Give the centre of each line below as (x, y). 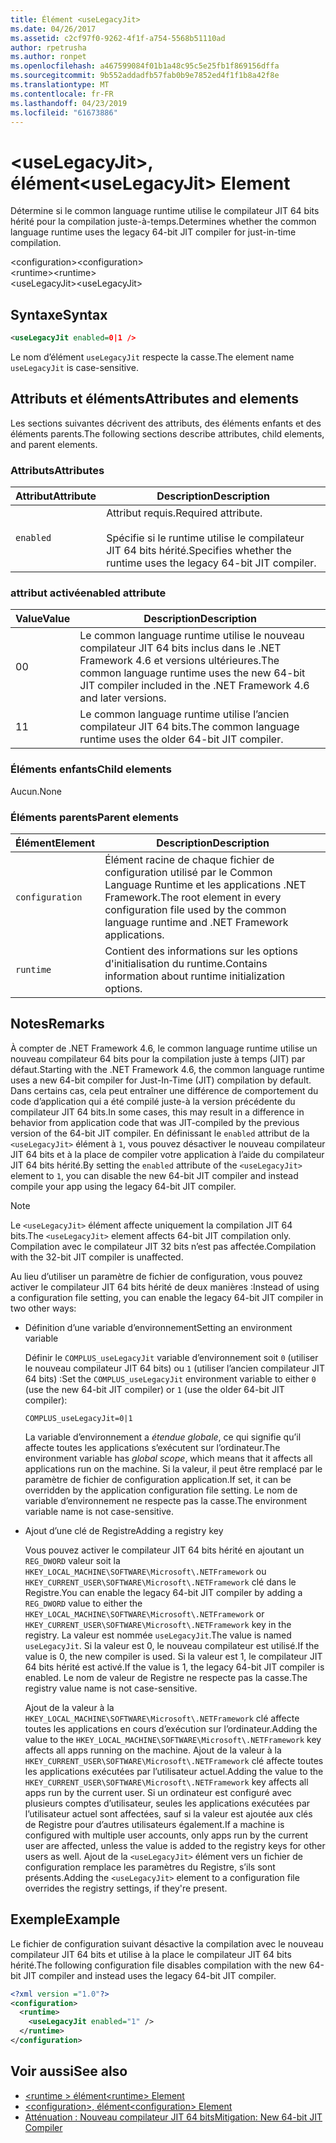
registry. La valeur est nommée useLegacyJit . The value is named (158, 1635)
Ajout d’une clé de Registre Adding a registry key (124, 1530)
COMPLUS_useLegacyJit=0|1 (78, 1418)
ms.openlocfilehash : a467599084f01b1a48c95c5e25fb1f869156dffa (145, 66)
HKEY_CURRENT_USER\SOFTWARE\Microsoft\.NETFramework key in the (158, 1624)
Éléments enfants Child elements (91, 769)
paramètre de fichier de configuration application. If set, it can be (158, 1479)
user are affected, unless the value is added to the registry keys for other (175, 1845)
